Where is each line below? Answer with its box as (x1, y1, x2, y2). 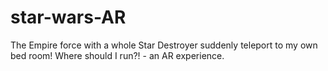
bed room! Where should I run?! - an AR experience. (10, 49, 225, 61)
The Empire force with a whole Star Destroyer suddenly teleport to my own (10, 39, 318, 51)
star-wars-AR (10, 6, 127, 29)
